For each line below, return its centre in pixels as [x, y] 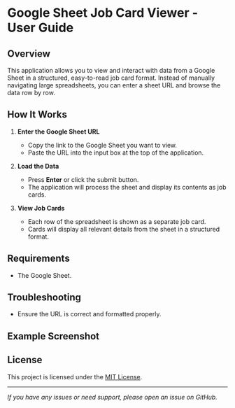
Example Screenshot [54, 336]
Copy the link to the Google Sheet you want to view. [102, 145]
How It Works [37, 114]
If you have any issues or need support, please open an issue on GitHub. [113, 397]
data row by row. [31, 93]
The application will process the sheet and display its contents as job [127, 187]
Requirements [38, 259]
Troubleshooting [44, 298]
